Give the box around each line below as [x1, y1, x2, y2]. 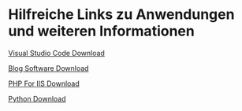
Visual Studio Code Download [8, 48, 105, 57]
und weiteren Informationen [8, 22, 195, 40]
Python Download [8, 94, 66, 103]
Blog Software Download [8, 63, 89, 72]
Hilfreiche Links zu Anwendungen [8, 6, 235, 24]
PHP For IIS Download [8, 79, 80, 88]
